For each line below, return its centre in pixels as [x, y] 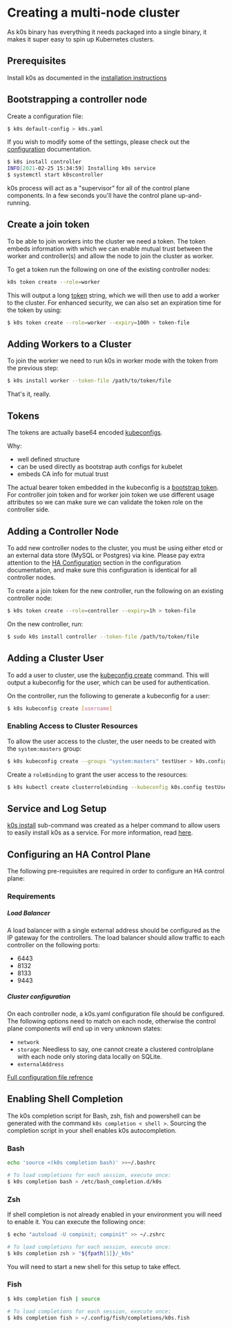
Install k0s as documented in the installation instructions [87, 78]
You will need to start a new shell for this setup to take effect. [94, 1266]
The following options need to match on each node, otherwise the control [112, 1021]
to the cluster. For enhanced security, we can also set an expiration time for [114, 302]
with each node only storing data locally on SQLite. [89, 1056]
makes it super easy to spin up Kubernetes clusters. [81, 39]
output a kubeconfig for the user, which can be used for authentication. [109, 682]
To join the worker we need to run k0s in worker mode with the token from [113, 361]
